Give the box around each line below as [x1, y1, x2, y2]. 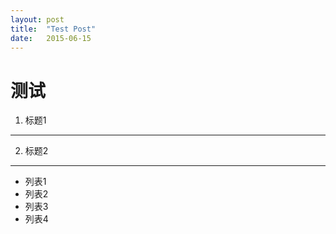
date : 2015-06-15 [10, 33, 92, 43]
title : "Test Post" [10, 24, 97, 34]
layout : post [10, 14, 65, 25]
